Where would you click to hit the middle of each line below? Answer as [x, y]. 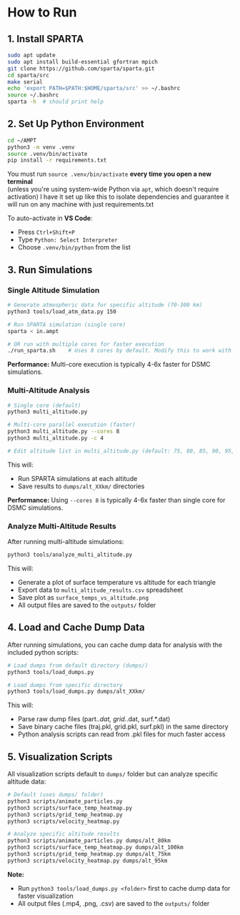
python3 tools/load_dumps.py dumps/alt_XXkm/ [76, 692]
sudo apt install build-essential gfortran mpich [83, 61]
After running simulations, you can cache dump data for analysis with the [115, 645]
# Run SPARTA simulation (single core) [67, 325]
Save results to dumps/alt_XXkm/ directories [81, 486]
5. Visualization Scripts [60, 757]
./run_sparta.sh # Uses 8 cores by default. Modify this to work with [120, 351]
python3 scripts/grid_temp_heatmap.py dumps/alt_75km [89, 854]
